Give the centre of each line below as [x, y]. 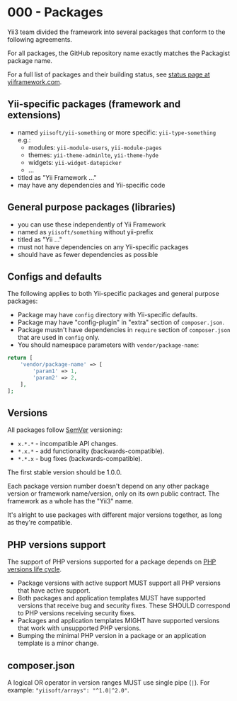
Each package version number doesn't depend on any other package [109, 486]
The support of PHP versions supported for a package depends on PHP [112, 562]
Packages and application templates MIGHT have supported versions [118, 621]
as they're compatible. [40, 523]
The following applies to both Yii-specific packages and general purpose [113, 294]
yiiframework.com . [35, 81]
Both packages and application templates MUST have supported [112, 598]
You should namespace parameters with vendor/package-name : [108, 345]
